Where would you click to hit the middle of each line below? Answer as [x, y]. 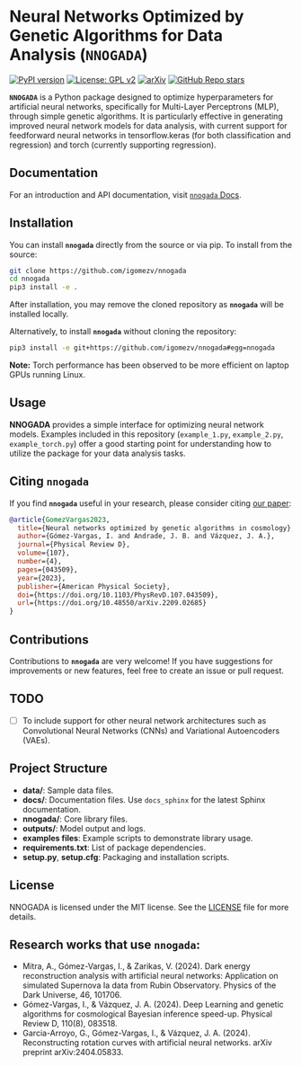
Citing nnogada [49, 481]
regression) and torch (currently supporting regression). [113, 145]
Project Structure [58, 769]
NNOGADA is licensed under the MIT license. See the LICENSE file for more [149, 907]
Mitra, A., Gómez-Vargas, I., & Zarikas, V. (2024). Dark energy [136, 966]
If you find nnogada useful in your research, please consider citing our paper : [150, 503]
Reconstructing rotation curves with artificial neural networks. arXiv [147, 1043]
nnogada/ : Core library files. [75, 819]
